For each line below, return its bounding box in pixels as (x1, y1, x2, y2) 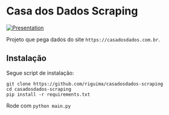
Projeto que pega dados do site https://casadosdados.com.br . (6, 36, 161, 43)
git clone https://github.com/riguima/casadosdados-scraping (6, 81, 164, 87)
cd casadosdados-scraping (6, 86, 71, 92)
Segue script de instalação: (6, 69, 74, 76)
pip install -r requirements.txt (6, 92, 91, 98)
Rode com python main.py (6, 102, 71, 109)
